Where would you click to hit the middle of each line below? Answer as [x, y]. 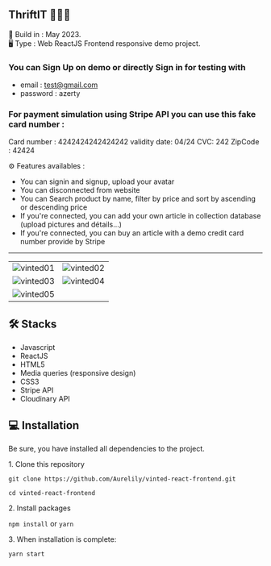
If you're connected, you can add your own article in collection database [140, 216]
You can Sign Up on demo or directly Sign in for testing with [127, 67]
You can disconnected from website [80, 190]
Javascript [38, 348]
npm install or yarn [41, 524]
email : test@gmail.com [59, 85]
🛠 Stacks [33, 324]
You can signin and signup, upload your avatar [97, 181]
